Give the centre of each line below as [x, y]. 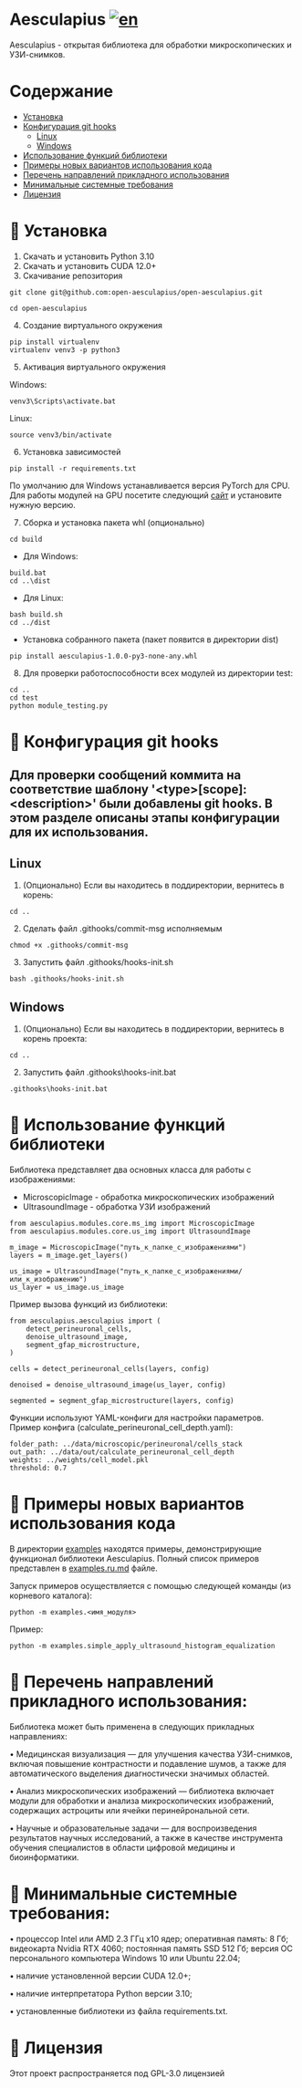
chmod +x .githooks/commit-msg [69, 945]
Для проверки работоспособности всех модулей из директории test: [158, 673]
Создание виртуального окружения [92, 325]
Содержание [62, 92]
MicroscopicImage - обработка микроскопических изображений [149, 1197]
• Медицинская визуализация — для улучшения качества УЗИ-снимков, [151, 1754]
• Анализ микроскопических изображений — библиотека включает [142, 1791]
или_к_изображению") [49, 1279]
